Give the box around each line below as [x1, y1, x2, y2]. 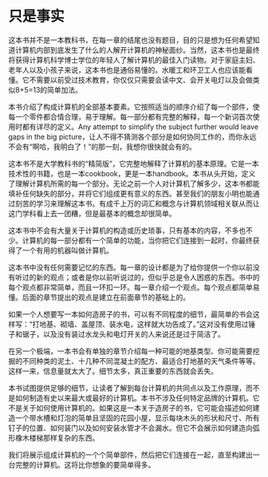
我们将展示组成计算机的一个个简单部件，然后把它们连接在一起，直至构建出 [8, 450, 253, 459]
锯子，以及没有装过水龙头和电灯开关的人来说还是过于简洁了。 [22, 329, 225, 339]
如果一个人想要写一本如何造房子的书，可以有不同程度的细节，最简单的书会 [8, 309, 253, 319]
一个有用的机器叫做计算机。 [22, 245, 113, 255]
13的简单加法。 [33, 85, 82, 94]
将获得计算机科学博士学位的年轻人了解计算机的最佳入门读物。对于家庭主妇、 [8, 55, 260, 65]
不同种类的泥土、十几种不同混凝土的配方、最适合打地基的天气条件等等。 [22, 356, 260, 365]
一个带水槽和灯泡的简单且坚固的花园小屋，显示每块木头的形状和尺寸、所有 [14, 412, 260, 423]
